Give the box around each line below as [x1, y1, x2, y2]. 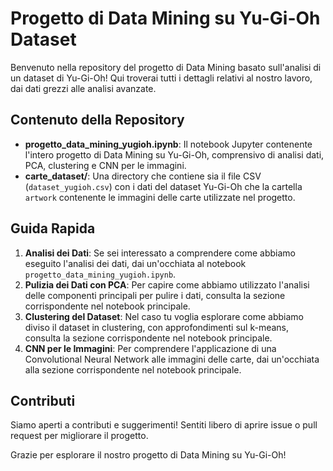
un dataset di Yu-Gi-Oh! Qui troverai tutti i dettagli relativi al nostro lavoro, [10, 72, 313, 84]
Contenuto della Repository [10, 112, 185, 129]
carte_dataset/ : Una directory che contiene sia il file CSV [24, 170, 262, 182]
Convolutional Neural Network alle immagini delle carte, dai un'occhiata [24, 353, 320, 365]
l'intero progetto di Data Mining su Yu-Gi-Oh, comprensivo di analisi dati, [24, 148, 325, 161]
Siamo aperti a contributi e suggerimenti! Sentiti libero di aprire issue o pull [10, 419, 318, 431]
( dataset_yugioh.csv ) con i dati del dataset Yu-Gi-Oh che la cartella [24, 180, 303, 192]
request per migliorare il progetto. [10, 430, 149, 442]
